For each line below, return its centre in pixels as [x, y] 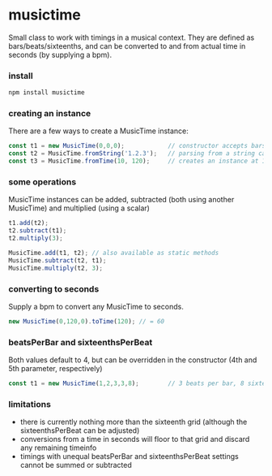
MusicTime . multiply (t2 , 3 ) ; [56, 268]
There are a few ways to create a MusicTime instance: [98, 131]
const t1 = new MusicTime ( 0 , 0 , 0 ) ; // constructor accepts [128, 146]
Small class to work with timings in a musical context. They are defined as [132, 37]
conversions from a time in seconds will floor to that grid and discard [135, 439]
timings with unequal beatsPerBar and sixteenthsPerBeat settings [129, 457]
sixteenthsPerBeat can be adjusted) [80, 431]
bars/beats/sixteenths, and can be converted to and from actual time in [127, 45]
